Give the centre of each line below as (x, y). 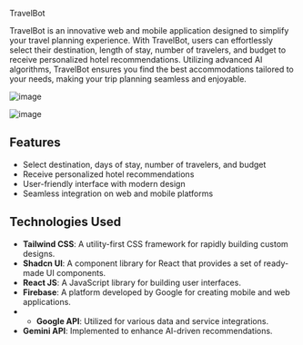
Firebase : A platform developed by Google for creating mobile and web (156, 292)
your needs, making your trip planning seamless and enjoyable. (128, 79)
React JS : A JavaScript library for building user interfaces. (131, 282)
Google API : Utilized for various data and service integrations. (152, 320)
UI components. (76, 272)
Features (35, 143)
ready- (276, 263)
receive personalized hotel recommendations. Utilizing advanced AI (136, 59)
